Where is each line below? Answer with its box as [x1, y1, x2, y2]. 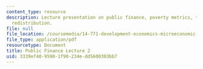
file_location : [6, 31, 45, 37]
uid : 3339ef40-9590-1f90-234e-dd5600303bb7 [6, 53, 118, 59]
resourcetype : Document [6, 43, 66, 49]
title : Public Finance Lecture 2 [6, 48, 91, 54]
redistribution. [11, 20, 53, 26]
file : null [6, 25, 34, 32]
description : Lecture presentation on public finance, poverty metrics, [6, 14, 193, 20]
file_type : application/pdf [6, 37, 77, 43]
